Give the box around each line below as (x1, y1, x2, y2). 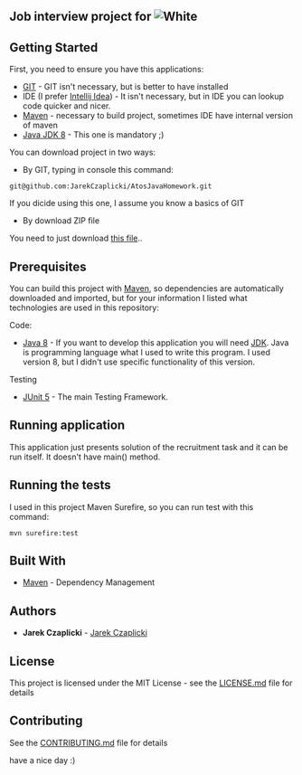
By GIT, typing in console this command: (22, 165, 174, 175)
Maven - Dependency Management (22, 577, 156, 588)
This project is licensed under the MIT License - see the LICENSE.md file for (9, 677, 293, 688)
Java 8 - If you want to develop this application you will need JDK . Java (22, 337, 289, 348)
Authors (9, 603, 57, 619)
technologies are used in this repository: (9, 302, 160, 313)
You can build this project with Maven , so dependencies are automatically (9, 283, 285, 294)
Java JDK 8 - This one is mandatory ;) (22, 129, 165, 140)
